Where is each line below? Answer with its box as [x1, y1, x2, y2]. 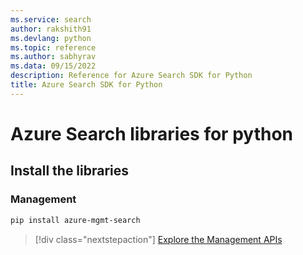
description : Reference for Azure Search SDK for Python [10, 71, 253, 81]
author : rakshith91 [10, 24, 92, 34]
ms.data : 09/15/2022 [10, 61, 97, 71]
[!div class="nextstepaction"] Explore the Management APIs [34, 233, 283, 245]
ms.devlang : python [10, 33, 92, 43]
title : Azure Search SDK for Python [10, 80, 163, 90]
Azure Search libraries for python [10, 122, 293, 145]
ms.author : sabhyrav [10, 52, 97, 62]
